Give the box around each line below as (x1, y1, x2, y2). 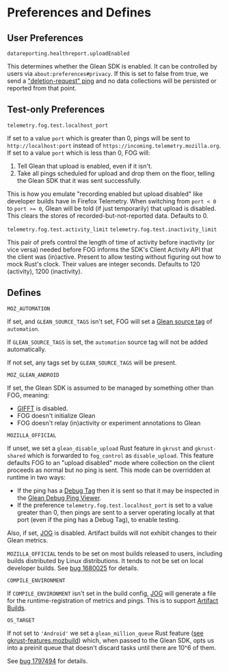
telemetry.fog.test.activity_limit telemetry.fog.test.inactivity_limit (7, 226, 217, 233)
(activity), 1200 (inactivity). (7, 267, 83, 275)
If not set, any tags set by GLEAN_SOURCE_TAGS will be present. (7, 358, 177, 366)
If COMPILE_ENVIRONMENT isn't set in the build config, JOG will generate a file (7, 589, 217, 597)
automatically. (7, 345, 46, 353)
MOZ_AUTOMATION (7, 305, 51, 312)
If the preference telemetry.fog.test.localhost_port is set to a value (16, 501, 213, 509)
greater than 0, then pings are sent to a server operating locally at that (16, 508, 215, 517)
